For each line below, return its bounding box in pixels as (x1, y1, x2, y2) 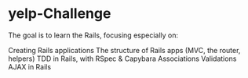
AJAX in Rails (8, 62, 52, 71)
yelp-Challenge (8, 5, 111, 23)
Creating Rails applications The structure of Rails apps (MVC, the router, (8, 45, 241, 55)
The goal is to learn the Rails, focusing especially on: (8, 30, 179, 40)
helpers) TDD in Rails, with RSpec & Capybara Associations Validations (8, 54, 237, 63)
